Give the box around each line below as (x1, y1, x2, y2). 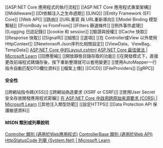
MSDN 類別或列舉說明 (5, 119, 50, 126)
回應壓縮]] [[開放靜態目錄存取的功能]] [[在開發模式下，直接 (41, 53, 159, 59)
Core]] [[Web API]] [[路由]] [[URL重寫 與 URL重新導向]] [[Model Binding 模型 (5, 17, 158, 22)
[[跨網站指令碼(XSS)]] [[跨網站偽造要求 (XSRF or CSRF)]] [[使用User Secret (5, 89, 155, 95)
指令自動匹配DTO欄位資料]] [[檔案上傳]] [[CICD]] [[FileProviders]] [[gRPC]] (5, 65, 154, 71)
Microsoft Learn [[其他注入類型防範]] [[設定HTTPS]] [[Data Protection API (5, 102, 152, 107)
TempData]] (5, 47, 29, 53)
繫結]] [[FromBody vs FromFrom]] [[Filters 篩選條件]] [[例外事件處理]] (5, 22, 144, 28)
